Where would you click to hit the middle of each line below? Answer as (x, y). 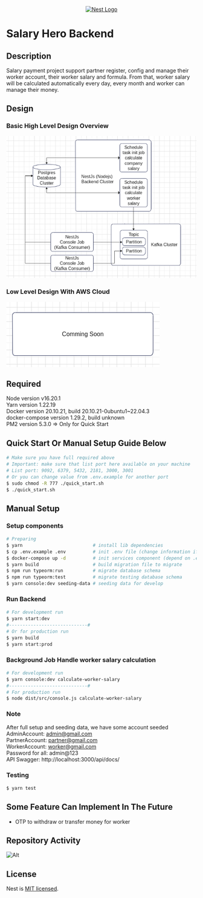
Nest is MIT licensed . (33, 889)
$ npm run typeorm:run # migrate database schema (84, 571)
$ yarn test (21, 788)
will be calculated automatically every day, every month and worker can (95, 83)
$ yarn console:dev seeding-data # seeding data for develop (85, 584)
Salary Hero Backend (60, 34)
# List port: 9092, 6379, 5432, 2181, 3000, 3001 (70, 470)
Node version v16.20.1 (34, 398)
